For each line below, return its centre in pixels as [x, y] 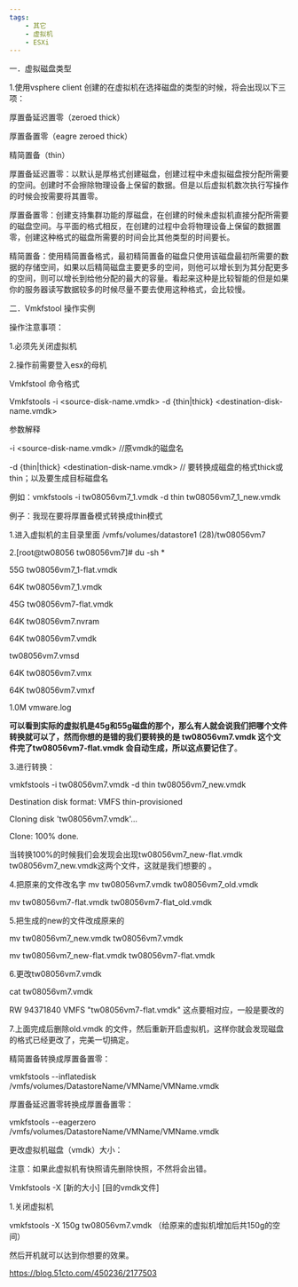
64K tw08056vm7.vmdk [53, 639]
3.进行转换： [32, 767]
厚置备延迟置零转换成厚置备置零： [71, 1104]
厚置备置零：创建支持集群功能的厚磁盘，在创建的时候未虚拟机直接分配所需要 [149, 215]
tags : [19, 17]
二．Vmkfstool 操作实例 [52, 308]
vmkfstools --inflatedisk [53, 1076]
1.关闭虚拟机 [31, 1207]
